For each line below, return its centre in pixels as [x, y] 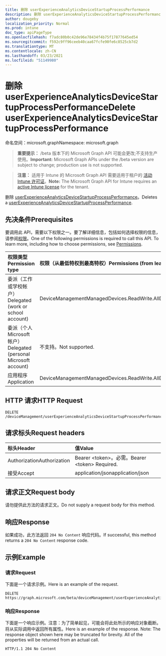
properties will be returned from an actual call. [52, 640]
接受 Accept [21, 473]
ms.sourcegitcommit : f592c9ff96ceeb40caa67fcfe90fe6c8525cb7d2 [72, 42]
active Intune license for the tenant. [53, 187]
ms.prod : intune [22, 28]
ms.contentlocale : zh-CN [31, 51]
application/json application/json [112, 473]
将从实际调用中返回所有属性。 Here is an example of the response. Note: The [83, 629]
